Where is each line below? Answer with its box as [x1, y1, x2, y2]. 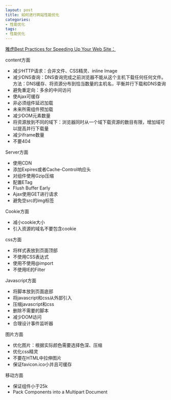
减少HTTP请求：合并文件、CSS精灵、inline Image [12, 68, 117, 74]
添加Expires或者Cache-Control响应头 [12, 166, 91, 172]
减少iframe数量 [12, 132, 44, 138]
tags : [5, 27, 17, 32]
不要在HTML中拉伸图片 [12, 355, 62, 361]
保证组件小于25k [12, 383, 48, 389]
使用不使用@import [12, 260, 54, 266]
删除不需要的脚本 [12, 308, 49, 313]
